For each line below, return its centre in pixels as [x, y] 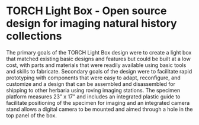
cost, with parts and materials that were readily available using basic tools [96, 65]
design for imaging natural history [92, 23]
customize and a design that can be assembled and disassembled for [91, 84]
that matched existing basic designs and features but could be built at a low [98, 59]
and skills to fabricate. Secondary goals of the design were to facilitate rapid [99, 71]
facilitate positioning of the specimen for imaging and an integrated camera [98, 102]
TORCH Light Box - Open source [86, 11]
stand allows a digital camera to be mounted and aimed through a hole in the [99, 109]
